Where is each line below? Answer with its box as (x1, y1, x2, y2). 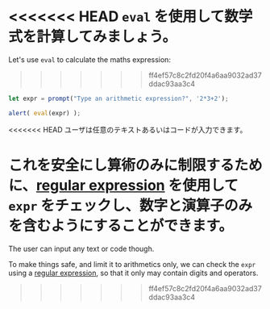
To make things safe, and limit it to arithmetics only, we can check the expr (8, 259, 256, 269)
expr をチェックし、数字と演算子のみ (8, 196, 252, 215)
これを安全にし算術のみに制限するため (8, 156, 264, 174)
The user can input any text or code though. (8, 244, 155, 253)
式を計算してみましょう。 (8, 27, 177, 46)
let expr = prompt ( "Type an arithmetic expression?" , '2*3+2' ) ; (8, 94, 229, 102)
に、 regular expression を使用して (8, 176, 239, 194)
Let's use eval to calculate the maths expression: (8, 54, 172, 65)
